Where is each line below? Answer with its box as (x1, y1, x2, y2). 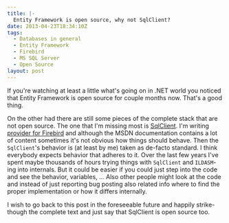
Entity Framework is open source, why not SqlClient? (13, 16, 171, 23)
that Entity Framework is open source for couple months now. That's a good (7, 93, 222, 102)
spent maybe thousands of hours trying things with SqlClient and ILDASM (7, 158, 214, 166)
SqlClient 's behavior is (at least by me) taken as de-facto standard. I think (7, 143, 218, 152)
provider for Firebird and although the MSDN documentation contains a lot (7, 128, 218, 137)
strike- (195, 200, 215, 209)
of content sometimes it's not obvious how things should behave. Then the (7, 136, 219, 144)
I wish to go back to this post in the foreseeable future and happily (7, 200, 195, 209)
